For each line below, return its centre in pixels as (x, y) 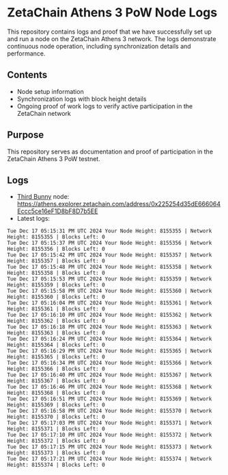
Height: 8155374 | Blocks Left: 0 (56, 465)
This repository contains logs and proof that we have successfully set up (109, 32)
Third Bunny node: (43, 197)
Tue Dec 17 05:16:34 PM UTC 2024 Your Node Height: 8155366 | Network (110, 363)
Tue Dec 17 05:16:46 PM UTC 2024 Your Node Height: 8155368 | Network (110, 387)
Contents (27, 75)
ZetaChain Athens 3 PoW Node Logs (112, 13)
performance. (26, 53)
